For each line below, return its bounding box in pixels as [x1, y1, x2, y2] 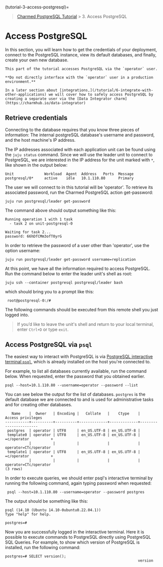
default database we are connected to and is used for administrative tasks [5, 397, 154, 402]
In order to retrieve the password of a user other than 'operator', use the [5, 242, 149, 248]
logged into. [5, 312, 29, 318]
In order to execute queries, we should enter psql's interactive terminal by [5, 475, 153, 481]
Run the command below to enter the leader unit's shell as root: [5, 270, 132, 277]
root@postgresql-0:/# [7, 298, 51, 303]
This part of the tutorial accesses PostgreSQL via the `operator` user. [5, 66, 158, 71]
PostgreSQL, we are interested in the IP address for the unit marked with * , [5, 157, 155, 163]
